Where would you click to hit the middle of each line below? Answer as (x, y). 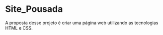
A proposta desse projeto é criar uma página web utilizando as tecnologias (82, 23)
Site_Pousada (34, 9)
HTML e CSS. (19, 28)
